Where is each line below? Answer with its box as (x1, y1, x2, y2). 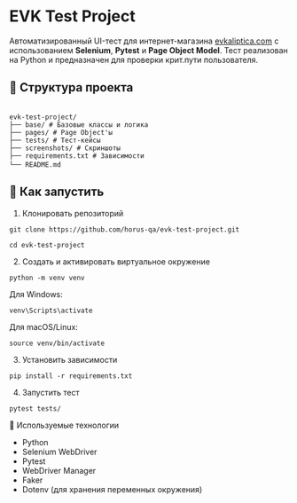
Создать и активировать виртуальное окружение (21, 255, 211, 267)
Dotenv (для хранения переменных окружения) (21, 483, 203, 494)
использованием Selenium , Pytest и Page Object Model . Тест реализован (9, 44, 288, 55)
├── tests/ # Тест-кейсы (9, 136, 101, 145)
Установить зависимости (21, 354, 118, 365)
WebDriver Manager (21, 465, 97, 475)
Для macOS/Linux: (9, 321, 78, 332)
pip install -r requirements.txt (9, 371, 133, 381)
